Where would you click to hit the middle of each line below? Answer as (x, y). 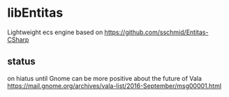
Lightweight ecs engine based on (55, 32)
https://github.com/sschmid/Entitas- (156, 32)
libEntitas (35, 13)
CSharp (18, 39)
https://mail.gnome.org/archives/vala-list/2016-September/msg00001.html (114, 86)
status (22, 62)
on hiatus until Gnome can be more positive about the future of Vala (105, 78)
